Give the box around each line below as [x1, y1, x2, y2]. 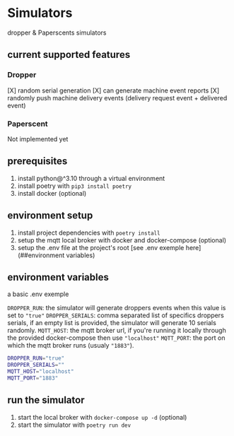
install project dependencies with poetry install [17, 228, 160, 237]
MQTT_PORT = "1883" [7, 375, 59, 382]
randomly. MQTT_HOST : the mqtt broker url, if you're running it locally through [7, 326, 226, 335]
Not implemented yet [7, 134, 69, 143]
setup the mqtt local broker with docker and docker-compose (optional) [17, 235, 227, 244]
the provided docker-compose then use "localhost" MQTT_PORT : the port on [7, 334, 226, 342]
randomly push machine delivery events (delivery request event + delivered [7, 93, 228, 102]
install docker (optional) [17, 189, 87, 197]
